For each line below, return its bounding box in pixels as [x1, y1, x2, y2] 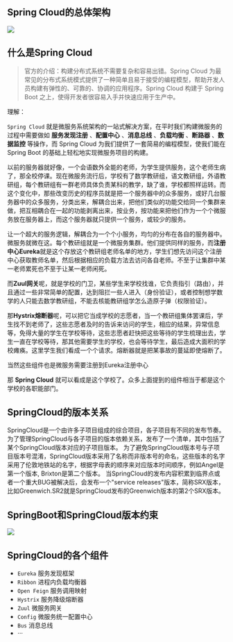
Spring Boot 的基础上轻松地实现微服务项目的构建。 [7, 148, 153, 156]
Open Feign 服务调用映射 [17, 586, 87, 595]
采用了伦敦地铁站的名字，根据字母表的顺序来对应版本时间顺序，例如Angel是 [7, 461, 225, 469]
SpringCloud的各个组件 [7, 549, 109, 561]
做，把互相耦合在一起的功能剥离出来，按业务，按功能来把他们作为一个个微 [7, 206, 220, 214]
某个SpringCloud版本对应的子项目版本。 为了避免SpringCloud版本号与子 [7, 444, 214, 452]
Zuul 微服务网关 [17, 604, 62, 612]
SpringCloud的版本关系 [7, 407, 109, 419]
